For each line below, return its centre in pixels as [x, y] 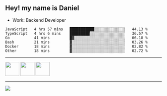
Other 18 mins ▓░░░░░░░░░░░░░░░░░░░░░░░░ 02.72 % [77, 51]
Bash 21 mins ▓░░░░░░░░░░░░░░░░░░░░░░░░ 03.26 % [77, 42]
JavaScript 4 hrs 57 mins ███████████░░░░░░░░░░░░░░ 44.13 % [77, 29]
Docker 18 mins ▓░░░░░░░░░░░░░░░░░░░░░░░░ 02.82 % [77, 47]
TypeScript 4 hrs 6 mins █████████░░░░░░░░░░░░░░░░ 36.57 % [77, 33]
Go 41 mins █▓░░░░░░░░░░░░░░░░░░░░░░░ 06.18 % [77, 38]
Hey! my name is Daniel [42, 8]
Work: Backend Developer [39, 20]
